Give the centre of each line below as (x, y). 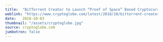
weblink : (14, 14)
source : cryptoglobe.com (30, 28)
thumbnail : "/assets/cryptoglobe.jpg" (44, 23)
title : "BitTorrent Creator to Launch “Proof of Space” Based (70, 9)
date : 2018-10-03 (25, 18)
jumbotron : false (23, 32)
